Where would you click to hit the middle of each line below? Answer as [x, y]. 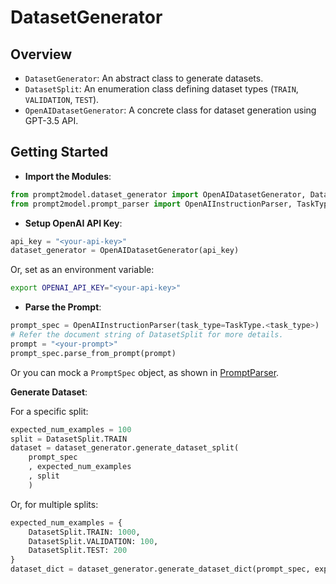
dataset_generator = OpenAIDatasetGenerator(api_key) [125, 251]
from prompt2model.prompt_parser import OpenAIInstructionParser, [151, 204]
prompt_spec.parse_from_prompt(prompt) [93, 353]
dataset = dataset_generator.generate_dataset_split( [125, 448]
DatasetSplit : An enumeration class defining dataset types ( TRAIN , [161, 89]
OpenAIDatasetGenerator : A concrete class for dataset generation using [170, 110]
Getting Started [59, 152]
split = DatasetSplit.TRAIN [69, 439]
